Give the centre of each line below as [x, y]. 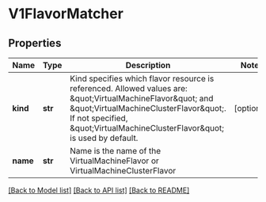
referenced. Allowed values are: [129, 88]
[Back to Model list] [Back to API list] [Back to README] [99, 190]
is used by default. [104, 138]
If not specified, [99, 118]
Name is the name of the [116, 151]
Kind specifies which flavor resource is [142, 78]
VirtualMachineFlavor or [115, 161]
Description [148, 65]
